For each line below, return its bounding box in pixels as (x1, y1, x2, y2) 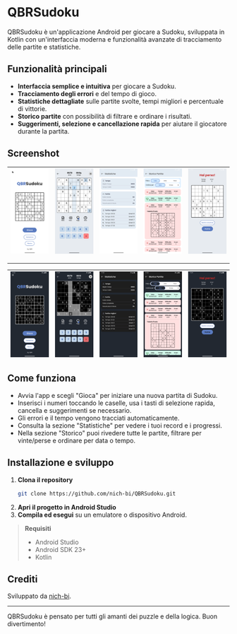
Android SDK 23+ (35, 545, 87, 553)
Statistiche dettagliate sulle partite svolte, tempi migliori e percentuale (17, 97, 224, 105)
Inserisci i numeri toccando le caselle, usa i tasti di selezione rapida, (17, 399, 215, 407)
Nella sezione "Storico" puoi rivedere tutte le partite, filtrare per (17, 428, 202, 437)
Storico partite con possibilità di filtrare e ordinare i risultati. (17, 112, 193, 120)
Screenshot (7, 148, 60, 160)
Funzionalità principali (7, 63, 107, 75)
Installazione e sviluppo (7, 457, 114, 469)
